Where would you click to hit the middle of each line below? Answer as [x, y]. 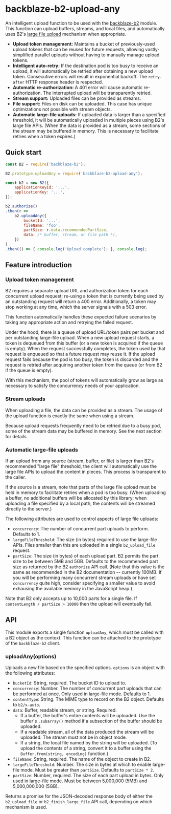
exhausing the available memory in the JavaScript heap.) [72, 589]
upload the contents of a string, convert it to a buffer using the [86, 748]
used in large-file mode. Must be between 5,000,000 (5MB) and [80, 781]
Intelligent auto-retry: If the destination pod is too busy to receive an [86, 66]
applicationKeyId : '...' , [42, 187]
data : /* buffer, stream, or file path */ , [70, 235]
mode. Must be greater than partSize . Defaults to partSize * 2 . [87, 770]
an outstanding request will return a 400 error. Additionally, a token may [81, 302]
